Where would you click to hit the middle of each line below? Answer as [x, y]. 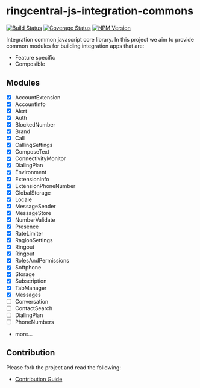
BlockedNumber [35, 124]
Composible [30, 64]
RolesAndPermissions [42, 261]
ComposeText [32, 152]
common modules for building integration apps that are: [75, 46]
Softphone [28, 268]
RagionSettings [34, 240]
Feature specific [35, 57]
